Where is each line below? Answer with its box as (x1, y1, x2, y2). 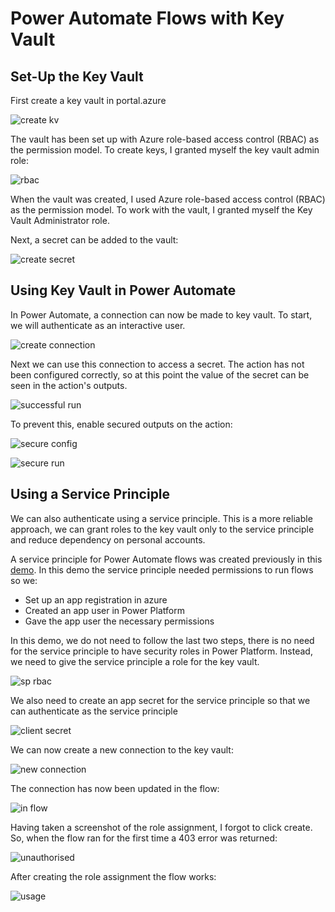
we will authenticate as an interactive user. (10, 319, 186, 331)
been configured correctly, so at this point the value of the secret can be (10, 368, 310, 381)
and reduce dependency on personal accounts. (10, 533, 206, 546)
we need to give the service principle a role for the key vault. (10, 655, 260, 667)
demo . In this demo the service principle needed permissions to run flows (10, 563, 314, 576)
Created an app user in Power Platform (24, 604, 185, 616)
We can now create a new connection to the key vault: (10, 743, 234, 756)
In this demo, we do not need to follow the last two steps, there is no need (10, 634, 315, 646)
